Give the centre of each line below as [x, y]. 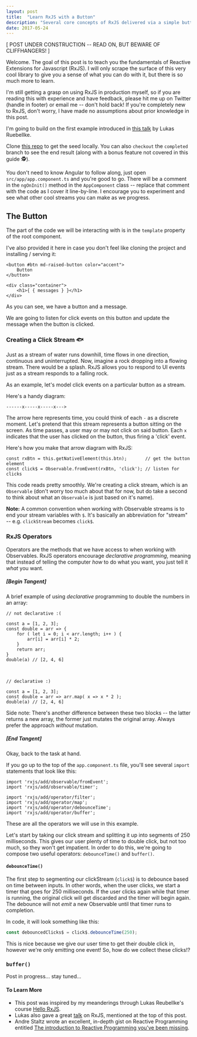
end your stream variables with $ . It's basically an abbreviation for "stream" [97, 515]
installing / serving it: [31, 254]
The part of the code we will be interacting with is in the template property [96, 230]
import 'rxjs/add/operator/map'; [47, 802]
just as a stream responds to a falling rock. [57, 373]
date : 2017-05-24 [27, 28]
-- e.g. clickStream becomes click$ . [50, 521]
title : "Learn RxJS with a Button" [51, 17]
